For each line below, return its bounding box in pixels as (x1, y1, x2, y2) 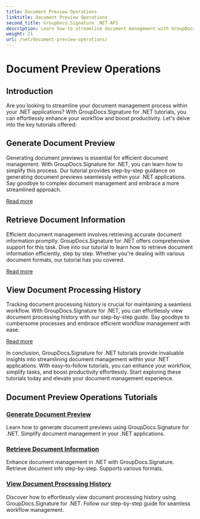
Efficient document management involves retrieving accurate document (6, 231, 182, 238)
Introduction (6, 86, 54, 96)
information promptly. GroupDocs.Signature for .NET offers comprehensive (6, 237, 190, 244)
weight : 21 (6, 31, 33, 37)
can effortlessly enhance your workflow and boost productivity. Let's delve (6, 115, 190, 121)
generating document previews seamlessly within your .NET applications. (6, 173, 186, 180)
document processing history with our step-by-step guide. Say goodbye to (6, 313, 190, 320)
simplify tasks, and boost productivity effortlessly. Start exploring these (6, 368, 182, 375)
